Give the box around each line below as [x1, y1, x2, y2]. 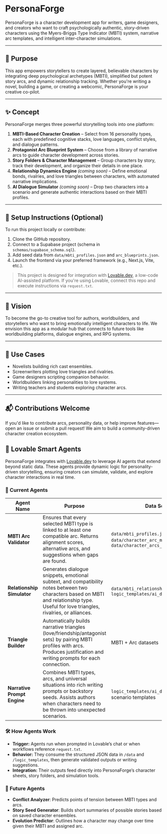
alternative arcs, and [42, 545, 90, 552]
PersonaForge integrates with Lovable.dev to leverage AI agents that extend [5, 458, 161, 464]
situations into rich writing [42, 681, 103, 688]
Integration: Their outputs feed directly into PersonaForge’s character [12, 767, 156, 773]
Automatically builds [42, 617, 90, 624]
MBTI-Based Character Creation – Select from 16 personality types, [12, 130, 153, 137]
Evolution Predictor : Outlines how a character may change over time [12, 818, 154, 824]
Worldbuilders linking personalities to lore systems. [12, 379, 117, 385]
